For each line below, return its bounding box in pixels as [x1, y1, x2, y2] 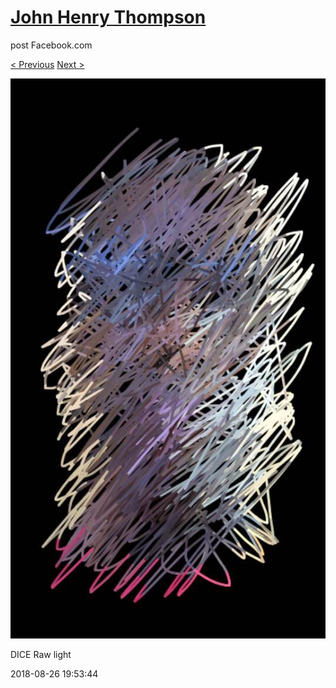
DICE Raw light [10, 648, 72, 660]
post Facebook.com [10, 39, 93, 51]
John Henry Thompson [10, 6, 207, 29]
